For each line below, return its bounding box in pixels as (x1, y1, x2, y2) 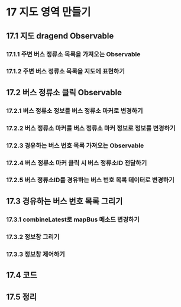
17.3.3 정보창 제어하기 (6, 250, 65, 258)
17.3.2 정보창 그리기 (6, 232, 60, 241)
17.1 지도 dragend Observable (6, 31, 114, 41)
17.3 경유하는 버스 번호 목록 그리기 (6, 196, 123, 206)
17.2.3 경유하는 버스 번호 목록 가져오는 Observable (6, 141, 144, 150)
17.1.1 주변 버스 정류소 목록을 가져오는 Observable (6, 50, 141, 58)
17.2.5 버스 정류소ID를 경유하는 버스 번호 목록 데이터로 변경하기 (6, 176, 174, 184)
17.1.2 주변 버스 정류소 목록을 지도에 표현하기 (6, 67, 125, 76)
